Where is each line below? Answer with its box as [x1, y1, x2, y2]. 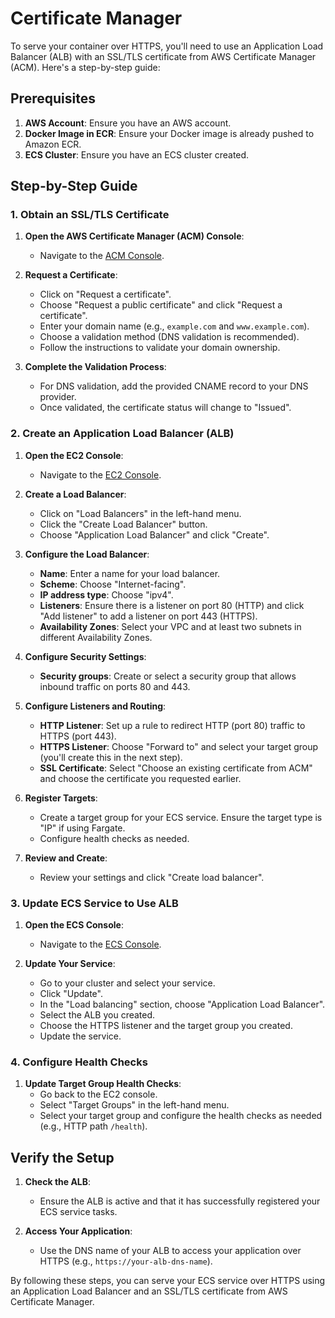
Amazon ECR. [24, 138, 82, 150]
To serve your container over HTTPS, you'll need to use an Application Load [10, 40, 324, 52]
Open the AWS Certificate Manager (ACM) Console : [24, 230, 245, 242]
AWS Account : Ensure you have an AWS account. [24, 117, 232, 129]
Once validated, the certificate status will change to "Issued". [39, 402, 292, 414]
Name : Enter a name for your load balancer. [39, 567, 221, 579]
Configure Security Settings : [24, 650, 147, 662]
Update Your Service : [24, 958, 116, 970]
